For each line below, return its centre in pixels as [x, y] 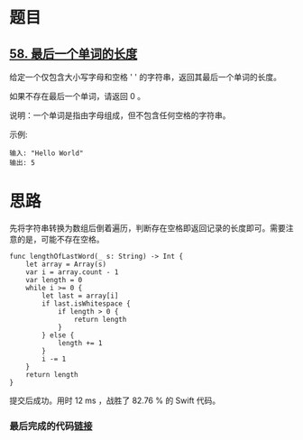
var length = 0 [54, 280]
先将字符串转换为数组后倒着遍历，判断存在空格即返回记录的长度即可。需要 [147, 228]
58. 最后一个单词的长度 [73, 54]
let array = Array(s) [66, 264]
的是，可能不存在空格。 [60, 239]
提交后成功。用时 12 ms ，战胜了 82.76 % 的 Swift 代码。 [115, 400]
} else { [58, 335]
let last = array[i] [80, 296]
